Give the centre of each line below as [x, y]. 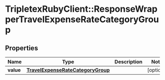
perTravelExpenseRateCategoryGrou [82, 19]
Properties [22, 48]
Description [129, 62]
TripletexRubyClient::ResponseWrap [81, 9]
